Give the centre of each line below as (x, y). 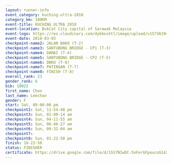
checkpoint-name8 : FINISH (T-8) (40, 72)
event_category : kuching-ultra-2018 (44, 15)
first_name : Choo (24, 91)
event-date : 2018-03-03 (31, 39)
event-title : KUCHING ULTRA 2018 (41, 24)
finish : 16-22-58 (24, 143)
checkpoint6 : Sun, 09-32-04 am (39, 129)
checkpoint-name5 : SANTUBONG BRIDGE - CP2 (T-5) (58, 57)
